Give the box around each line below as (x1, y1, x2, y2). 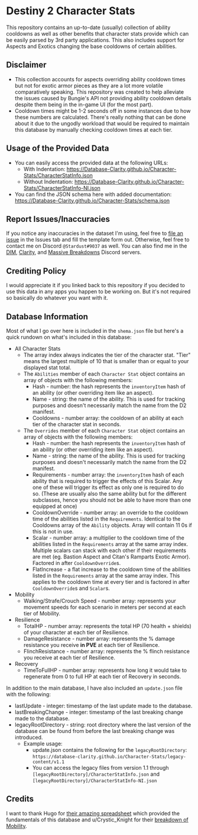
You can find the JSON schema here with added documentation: (14, 191, 172, 198)
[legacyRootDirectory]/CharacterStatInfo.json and (32, 770, 160, 777)
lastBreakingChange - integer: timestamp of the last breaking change (14, 709, 183, 716)
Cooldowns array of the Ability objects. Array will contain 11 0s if (32, 522, 192, 529)
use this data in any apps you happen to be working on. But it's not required (6, 288, 191, 295)
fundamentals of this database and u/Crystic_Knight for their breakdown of (6, 816, 189, 823)
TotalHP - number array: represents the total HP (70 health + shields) (23, 623, 192, 630)
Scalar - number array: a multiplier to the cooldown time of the (32, 534, 184, 541)
